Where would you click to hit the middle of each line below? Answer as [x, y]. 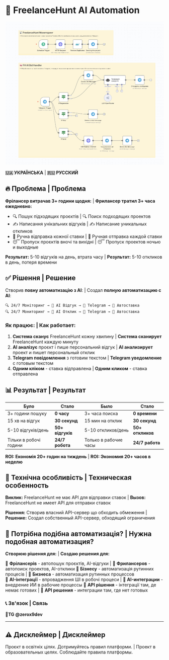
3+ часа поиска [101, 414]
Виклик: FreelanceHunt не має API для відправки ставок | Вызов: [75, 498]
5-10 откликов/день [107, 430]
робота [62, 445]
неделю [14, 462]
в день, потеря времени [31, 262]
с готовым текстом [33, 363]
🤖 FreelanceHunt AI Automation [72, 10]
